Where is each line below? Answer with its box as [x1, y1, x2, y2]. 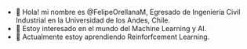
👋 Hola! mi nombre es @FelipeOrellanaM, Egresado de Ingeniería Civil [15, 8, 241, 16]
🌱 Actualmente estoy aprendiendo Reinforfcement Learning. [15, 32, 210, 41]
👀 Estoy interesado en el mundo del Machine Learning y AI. [15, 24, 207, 33]
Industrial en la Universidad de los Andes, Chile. [15, 16, 171, 25]
